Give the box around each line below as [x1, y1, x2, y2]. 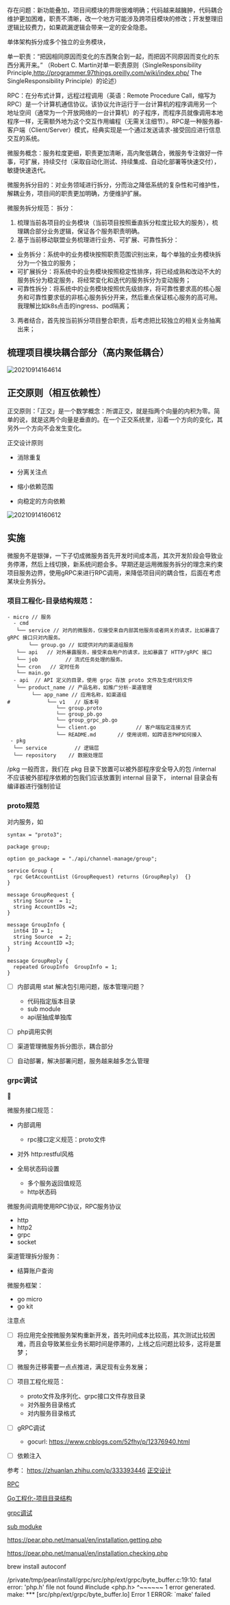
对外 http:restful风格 [16, 1150, 74, 1158]
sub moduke [7, 1522, 42, 1530]
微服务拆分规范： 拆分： [7, 204, 75, 212]
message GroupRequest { [7, 891, 75, 898]
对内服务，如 [7, 818, 43, 826]
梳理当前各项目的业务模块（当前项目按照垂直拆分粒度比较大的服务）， [16, 218, 212, 227]
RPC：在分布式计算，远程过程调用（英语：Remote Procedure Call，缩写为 [7, 91, 216, 100]
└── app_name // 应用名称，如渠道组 [31, 691, 127, 698]
